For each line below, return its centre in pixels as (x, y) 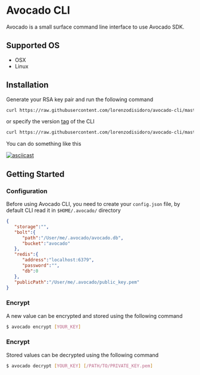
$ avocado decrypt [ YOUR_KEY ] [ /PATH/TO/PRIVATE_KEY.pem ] (79, 366)
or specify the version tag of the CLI (50, 121)
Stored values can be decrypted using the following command (82, 355)
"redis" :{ (26, 254)
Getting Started (35, 174)
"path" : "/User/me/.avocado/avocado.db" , (73, 238)
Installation (27, 85)
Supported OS (33, 46)
